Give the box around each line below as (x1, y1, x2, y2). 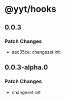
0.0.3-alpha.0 (4, 63, 48, 72)
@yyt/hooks (4, 3, 57, 15)
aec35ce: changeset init (11, 49, 61, 55)
